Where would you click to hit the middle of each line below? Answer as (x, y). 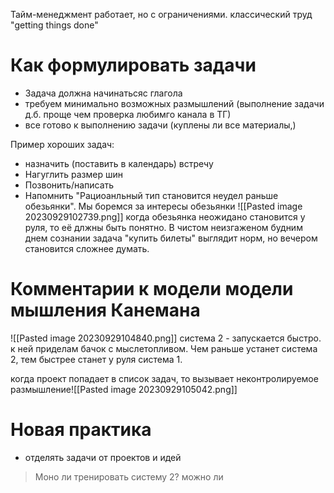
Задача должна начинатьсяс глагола (103, 93)
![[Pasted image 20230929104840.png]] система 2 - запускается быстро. (166, 338)
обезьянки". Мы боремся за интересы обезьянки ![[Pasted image (163, 206)
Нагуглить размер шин (73, 174)
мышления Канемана (105, 310)
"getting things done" (54, 25)
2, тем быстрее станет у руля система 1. (96, 359)
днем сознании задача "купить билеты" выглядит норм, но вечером (171, 238)
